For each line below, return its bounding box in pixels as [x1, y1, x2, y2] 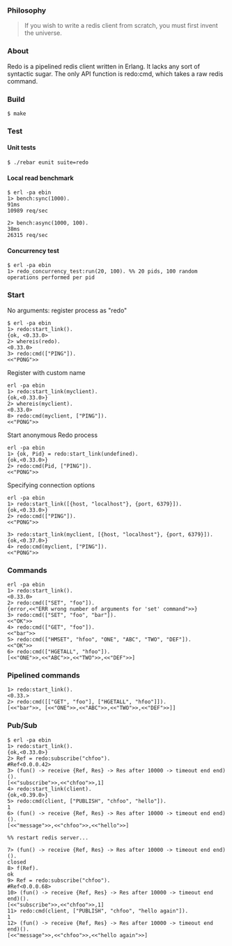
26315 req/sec [7, 232, 49, 239]
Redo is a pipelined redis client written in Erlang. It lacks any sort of [7, 62, 201, 70]
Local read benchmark [7, 174, 74, 182]
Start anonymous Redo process [7, 431, 98, 439]
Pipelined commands [7, 670, 80, 680]
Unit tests [7, 144, 36, 152]
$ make [7, 110, 26, 117]
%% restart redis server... [7, 834, 89, 841]
